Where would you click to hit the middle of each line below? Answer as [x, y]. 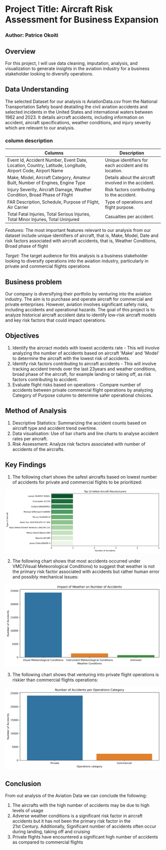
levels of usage [28, 811]
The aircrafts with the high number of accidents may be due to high [81, 805]
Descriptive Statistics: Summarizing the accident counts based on [79, 423]
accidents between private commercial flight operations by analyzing [83, 390]
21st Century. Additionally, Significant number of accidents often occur [84, 826]
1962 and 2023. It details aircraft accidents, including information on [75, 117]
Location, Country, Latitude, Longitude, [47, 165]
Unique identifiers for [126, 160]
